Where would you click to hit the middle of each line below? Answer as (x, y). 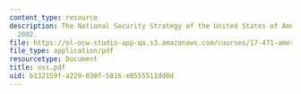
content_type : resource (54, 17)
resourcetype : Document (54, 59)
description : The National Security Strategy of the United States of (144, 26)
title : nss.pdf (38, 68)
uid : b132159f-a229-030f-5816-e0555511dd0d (92, 76)
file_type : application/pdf (62, 51)
